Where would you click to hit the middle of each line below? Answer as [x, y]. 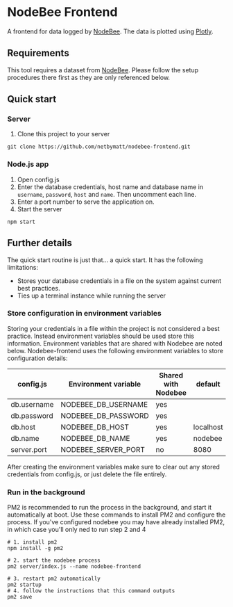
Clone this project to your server [63, 134]
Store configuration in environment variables [84, 314]
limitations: [23, 267]
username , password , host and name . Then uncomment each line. [106, 194]
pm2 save [20, 597]
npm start [21, 222]
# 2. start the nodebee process [54, 560]
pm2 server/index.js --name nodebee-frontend [74, 567]
